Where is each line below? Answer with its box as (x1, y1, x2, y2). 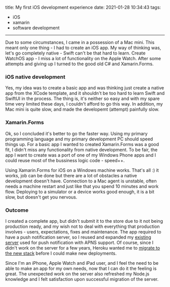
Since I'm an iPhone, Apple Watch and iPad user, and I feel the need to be (5, 260, 159, 266)
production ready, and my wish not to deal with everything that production (5, 223, 160, 229)
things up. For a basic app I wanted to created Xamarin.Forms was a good (5, 141, 159, 147)
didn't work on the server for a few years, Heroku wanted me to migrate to (5, 245, 160, 251)
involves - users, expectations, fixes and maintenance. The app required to (5, 228, 161, 234)
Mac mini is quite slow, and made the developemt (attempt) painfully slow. (5, 106, 159, 113)
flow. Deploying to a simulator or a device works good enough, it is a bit (5, 188, 154, 195)
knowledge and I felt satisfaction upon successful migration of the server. (5, 276, 159, 282)
